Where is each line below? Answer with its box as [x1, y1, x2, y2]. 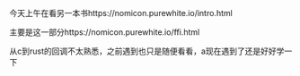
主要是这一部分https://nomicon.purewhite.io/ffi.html [9, 27, 200, 38]
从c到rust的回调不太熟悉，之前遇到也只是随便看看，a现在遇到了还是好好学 [9, 46, 285, 56]
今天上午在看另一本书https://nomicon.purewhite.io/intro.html [9, 8, 234, 18]
